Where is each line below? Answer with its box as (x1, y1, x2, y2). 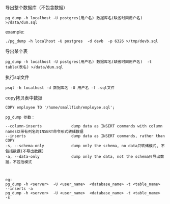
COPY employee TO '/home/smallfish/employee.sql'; (5, 105, 115, 110)
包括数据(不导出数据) (5, 149, 44, 154)
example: (5, 29, 24, 35)
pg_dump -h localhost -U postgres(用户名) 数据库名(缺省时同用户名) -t (5, 59, 152, 64)
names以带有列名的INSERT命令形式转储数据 (5, 129, 84, 134)
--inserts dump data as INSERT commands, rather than (5, 133, 165, 139)
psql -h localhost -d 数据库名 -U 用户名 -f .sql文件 (5, 85, 115, 90)
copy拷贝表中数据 (5, 95, 43, 100)
